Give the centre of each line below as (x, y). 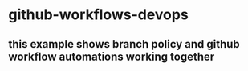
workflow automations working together (112, 56)
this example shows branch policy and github (124, 44)
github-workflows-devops (98, 15)
